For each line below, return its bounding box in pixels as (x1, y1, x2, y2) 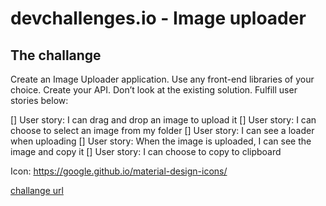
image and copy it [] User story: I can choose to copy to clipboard (10, 146, 282, 157)
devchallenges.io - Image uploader (10, 7, 307, 30)
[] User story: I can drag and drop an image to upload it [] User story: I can (10, 114, 317, 126)
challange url (10, 185, 64, 196)
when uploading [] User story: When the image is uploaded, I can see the (10, 135, 312, 147)
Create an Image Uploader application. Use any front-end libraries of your (10, 73, 315, 85)
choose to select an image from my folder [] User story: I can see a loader (10, 125, 315, 136)
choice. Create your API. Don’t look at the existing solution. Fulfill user (10, 84, 298, 96)
